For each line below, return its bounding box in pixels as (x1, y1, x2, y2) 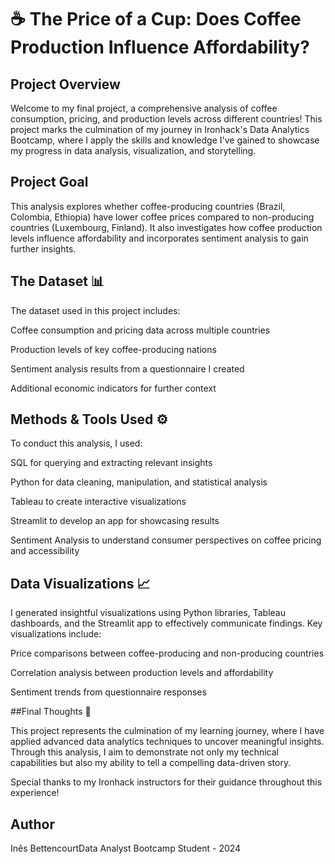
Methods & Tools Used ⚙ (10, 411, 169, 428)
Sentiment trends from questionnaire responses (10, 686, 207, 698)
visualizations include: (10, 628, 102, 640)
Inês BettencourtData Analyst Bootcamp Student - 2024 (10, 842, 242, 855)
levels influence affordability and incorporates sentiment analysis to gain (10, 232, 309, 244)
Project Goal (10, 174, 89, 191)
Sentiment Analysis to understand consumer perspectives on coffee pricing (10, 534, 322, 546)
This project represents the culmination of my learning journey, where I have (10, 725, 325, 737)
